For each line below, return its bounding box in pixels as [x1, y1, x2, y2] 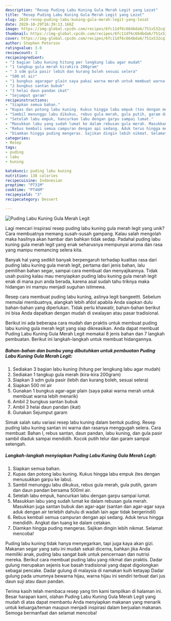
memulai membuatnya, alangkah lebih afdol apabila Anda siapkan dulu [5, 299, 153, 305]
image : [5, 27, 19, 32]
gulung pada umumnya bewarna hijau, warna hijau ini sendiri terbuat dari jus [5, 573, 165, 579]
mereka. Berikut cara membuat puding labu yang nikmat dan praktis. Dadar [5, 556, 163, 562]
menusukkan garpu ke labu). [12, 476, 73, 482]
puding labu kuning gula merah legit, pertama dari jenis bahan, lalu [5, 262, 145, 268]
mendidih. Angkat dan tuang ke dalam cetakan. [12, 520, 112, 526]
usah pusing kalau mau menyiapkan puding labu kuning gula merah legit [5, 273, 157, 279]
